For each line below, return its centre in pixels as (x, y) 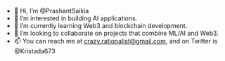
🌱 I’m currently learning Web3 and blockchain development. (101, 26)
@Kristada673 (34, 51)
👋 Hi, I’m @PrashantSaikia (51, 11)
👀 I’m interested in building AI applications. (76, 18)
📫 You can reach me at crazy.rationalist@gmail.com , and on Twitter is (116, 41)
